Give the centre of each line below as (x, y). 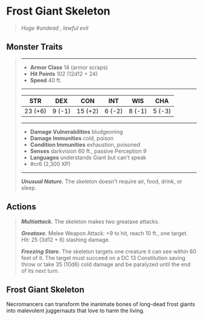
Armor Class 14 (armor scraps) (69, 67)
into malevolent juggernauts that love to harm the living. (76, 311)
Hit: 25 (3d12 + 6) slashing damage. (66, 239)
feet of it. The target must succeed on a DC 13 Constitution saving (103, 258)
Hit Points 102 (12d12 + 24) (64, 73)
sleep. (29, 188)
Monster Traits (35, 47)
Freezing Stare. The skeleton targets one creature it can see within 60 (108, 251)
